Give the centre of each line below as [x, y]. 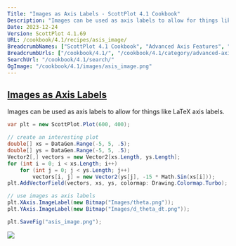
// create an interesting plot [53, 137]
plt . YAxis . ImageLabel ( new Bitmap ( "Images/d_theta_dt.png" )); [99, 209]
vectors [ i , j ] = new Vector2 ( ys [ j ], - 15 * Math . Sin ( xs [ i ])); [124, 177]
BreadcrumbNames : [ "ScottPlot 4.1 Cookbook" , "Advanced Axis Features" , [116, 47]
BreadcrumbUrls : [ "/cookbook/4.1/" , [61, 54]
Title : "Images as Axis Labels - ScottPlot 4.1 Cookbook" [94, 14]
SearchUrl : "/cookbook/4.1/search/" [61, 60]
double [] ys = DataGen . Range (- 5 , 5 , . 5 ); [69, 151]
